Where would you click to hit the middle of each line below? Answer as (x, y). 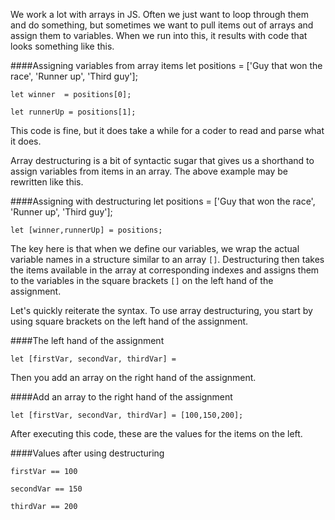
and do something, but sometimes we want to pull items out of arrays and (162, 25)
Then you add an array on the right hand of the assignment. (133, 377)
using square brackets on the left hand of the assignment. (129, 321)
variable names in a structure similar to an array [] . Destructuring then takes (167, 259)
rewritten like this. (47, 182)
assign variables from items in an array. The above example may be (149, 171)
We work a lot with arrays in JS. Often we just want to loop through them (159, 14)
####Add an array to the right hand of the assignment (121, 397)
